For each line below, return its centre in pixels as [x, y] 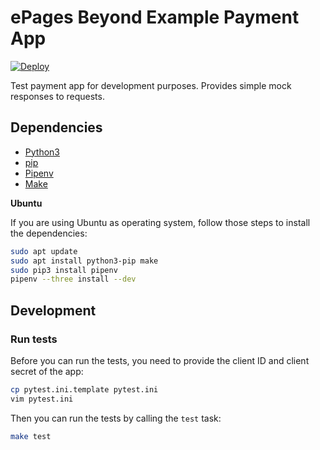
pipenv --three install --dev [73, 279]
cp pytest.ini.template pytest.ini [84, 389]
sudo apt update [44, 251]
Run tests [34, 339]
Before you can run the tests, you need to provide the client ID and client [160, 360]
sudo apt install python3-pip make [84, 261]
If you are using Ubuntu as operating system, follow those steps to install [160, 222]
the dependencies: [49, 233]
